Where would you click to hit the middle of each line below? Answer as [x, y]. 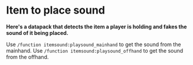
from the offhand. [27, 57]
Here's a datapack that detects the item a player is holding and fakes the [97, 27]
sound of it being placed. [37, 32]
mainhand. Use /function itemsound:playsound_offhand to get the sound [95, 50]
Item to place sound [55, 10]
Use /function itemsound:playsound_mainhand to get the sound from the [94, 44]
